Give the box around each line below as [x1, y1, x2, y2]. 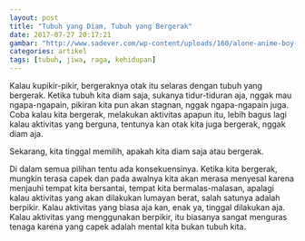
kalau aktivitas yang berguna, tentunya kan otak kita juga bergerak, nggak [9, 119, 286, 130]
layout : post [9, 13, 59, 23]
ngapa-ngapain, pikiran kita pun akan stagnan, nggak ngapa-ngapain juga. [9, 100, 289, 110]
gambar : [9, 38, 39, 48]
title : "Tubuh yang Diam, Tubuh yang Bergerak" [9, 22, 193, 31]
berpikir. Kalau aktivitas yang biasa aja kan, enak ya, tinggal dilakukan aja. [9, 202, 286, 213]
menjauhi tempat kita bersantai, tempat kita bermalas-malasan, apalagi [9, 183, 275, 193]
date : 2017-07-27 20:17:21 [9, 30, 112, 39]
